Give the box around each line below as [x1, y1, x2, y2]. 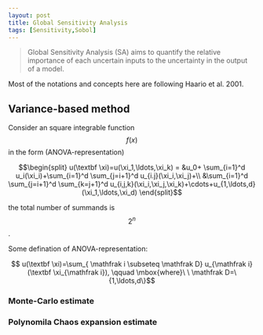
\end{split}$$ [138, 188, 183, 197]
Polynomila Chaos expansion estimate [8, 316, 158, 327]
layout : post [8, 11, 51, 20]
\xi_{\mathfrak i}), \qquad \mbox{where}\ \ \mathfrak [53, 268, 224, 277]
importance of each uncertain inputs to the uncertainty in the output [27, 56, 248, 65]
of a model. [27, 64, 64, 74]
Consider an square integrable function [8, 123, 135, 133]
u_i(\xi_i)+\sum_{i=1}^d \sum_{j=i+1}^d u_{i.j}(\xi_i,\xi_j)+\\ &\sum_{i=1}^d [15, 171, 249, 180]
